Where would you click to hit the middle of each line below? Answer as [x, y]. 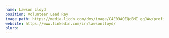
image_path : [18, 19]
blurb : [12, 28]
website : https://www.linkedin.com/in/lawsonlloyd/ [60, 23]
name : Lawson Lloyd [26, 10]
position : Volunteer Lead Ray [37, 14]
